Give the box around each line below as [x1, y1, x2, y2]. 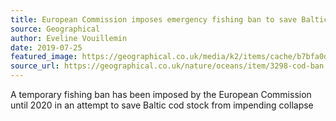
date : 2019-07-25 [10, 42, 83, 53]
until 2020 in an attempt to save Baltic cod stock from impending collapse [10, 99, 314, 111]
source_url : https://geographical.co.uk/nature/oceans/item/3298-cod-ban [10, 61, 325, 71]
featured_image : [10, 52, 78, 62]
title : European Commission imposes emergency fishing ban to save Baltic [10, 14, 329, 25]
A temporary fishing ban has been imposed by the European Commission [10, 89, 312, 100]
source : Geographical [10, 24, 101, 34]
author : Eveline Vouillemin [10, 33, 128, 43]
